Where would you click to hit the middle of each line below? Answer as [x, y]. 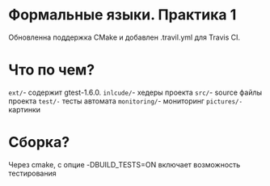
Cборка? [39, 142]
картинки [25, 109]
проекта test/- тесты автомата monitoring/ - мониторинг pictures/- [126, 101]
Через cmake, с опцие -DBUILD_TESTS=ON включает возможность [124, 164]
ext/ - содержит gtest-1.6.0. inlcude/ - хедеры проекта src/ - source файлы [135, 92]
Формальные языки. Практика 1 [122, 15]
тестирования [32, 173]
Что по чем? [52, 70]
